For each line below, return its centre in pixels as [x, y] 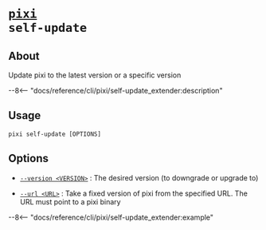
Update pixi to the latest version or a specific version [95, 75]
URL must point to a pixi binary [70, 201]
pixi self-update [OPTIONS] [55, 134]
